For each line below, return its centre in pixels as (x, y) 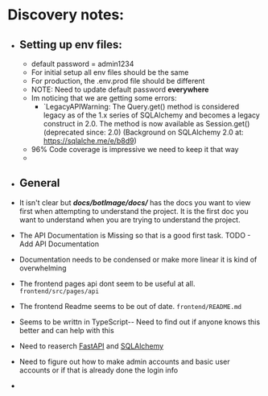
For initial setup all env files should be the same (110, 72)
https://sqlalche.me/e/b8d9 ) (90, 141)
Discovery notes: (66, 15)
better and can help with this (66, 330)
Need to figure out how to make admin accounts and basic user (124, 361)
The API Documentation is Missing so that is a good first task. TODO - (135, 235)
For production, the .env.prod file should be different (118, 81)
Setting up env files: (70, 45)
